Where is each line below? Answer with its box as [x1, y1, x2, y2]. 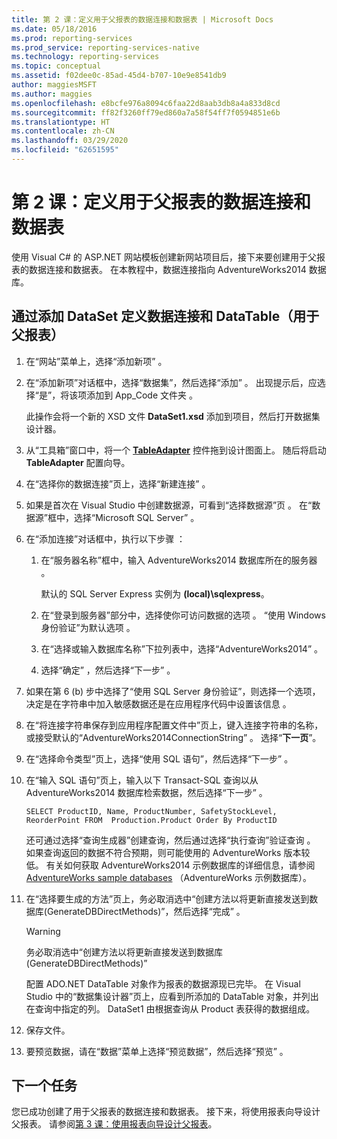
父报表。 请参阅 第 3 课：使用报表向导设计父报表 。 [11, 1118, 218, 1130]
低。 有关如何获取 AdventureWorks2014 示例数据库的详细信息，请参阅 [25, 859, 316, 871]
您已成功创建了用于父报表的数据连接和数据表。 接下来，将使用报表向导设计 [11, 1106, 321, 1118]
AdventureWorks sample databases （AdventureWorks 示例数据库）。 [25, 871, 313, 883]
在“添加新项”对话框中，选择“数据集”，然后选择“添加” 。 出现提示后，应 [25, 376, 318, 388]
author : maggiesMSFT [11, 80, 98, 90]
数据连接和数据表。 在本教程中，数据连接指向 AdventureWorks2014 [28, 263, 307, 275]
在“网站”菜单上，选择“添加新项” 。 [25, 355, 168, 367]
